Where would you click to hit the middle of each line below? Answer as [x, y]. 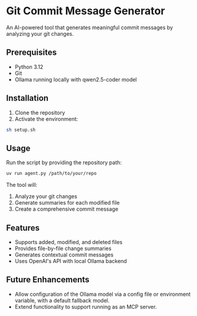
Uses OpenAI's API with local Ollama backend [71, 261]
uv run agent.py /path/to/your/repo [51, 174]
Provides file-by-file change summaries [63, 248]
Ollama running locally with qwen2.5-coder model [76, 79]
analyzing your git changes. [40, 33]
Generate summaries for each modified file [67, 203]
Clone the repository [40, 112]
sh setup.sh [21, 130]
